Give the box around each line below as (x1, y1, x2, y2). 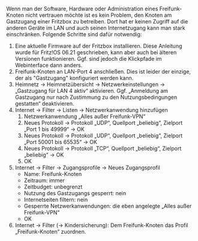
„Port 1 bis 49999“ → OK (23, 126, 85, 133)
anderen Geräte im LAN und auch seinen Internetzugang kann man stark (6, 24, 186, 31)
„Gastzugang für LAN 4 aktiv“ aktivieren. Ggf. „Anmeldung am (14, 87, 169, 94)
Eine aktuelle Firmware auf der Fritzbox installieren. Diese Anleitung (14, 42, 182, 49)
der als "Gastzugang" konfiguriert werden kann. (14, 75, 134, 81)
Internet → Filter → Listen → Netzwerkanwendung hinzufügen (14, 107, 168, 113)
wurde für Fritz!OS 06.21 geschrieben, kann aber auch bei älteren (14, 49, 177, 56)
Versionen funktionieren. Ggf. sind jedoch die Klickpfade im (14, 55, 162, 62)
